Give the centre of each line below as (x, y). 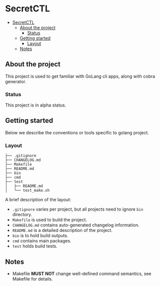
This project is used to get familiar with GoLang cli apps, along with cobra (80, 76)
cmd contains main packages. (42, 241)
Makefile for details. (32, 279)
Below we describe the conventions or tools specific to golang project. (77, 132)
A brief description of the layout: (38, 200)
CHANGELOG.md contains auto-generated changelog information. (76, 225)
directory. (22, 215)
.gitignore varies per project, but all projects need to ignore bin (78, 209)
